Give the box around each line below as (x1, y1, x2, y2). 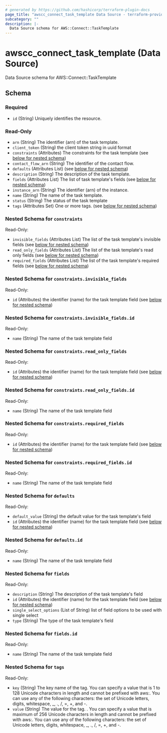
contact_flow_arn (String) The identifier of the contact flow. (12, 160, 134, 166)
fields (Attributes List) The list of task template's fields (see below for (12, 176, 156, 182)
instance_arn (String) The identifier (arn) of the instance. (12, 187, 129, 193)
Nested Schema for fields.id (5, 630, 78, 637)
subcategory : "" (5, 16, 39, 21)
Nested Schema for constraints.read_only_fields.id (5, 387, 135, 394)
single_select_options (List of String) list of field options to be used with (12, 607, 162, 613)
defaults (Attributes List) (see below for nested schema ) (12, 166, 128, 172)
